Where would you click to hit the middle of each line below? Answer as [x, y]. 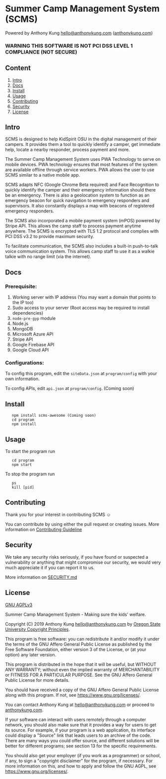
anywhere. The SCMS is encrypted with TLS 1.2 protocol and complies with [82, 231]
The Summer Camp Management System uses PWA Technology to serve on [83, 159]
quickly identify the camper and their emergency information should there [81, 190]
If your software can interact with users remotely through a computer [76, 719]
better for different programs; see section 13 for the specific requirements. [81, 746]
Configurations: [25, 363]
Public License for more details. [37, 680]
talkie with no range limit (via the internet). [48, 257]
